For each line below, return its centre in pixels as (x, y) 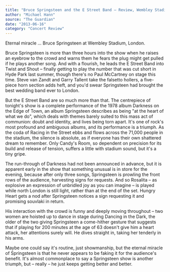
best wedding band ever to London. (42, 90)
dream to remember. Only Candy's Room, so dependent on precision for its (83, 143)
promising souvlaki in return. (35, 201)
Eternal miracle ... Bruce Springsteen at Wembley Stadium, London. (75, 43)
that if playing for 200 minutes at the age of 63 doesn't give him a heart (80, 228)
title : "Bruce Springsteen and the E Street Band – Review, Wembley (79, 10)
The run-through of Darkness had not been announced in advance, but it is (83, 164)
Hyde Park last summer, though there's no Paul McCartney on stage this (80, 74)
